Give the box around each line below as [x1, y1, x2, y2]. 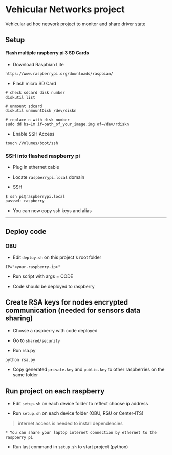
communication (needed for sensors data [5, 306, 141, 314]
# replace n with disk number [5, 117, 70, 122]
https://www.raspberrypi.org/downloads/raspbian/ [5, 71, 114, 77]
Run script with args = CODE [12, 273, 73, 279]
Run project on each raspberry [5, 387, 105, 395]
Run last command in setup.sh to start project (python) [12, 444, 128, 450]
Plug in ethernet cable [12, 164, 60, 170]
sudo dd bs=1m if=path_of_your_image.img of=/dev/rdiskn [5, 122, 130, 127]
